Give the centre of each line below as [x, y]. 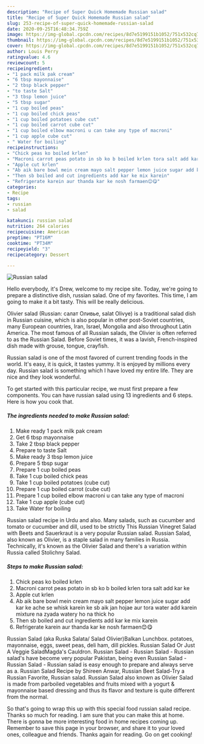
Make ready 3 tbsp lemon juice [54, 457]
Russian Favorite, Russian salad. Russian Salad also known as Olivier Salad [100, 678]
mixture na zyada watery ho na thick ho [65, 614]
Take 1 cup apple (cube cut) [50, 502]
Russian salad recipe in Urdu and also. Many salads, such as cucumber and [101, 520]
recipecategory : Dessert [38, 255]
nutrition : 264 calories [38, 226]
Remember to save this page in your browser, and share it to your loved [96, 728]
